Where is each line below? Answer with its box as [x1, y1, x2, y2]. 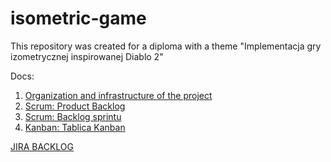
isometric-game [10, 7, 147, 30]
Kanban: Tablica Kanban [24, 121, 126, 133]
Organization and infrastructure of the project [24, 89, 213, 101]
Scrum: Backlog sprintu [24, 110, 122, 122]
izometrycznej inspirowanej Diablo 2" [10, 50, 164, 62]
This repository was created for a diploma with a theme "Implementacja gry [10, 40, 322, 52]
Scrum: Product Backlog [24, 100, 126, 112]
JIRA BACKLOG [10, 140, 75, 152]
